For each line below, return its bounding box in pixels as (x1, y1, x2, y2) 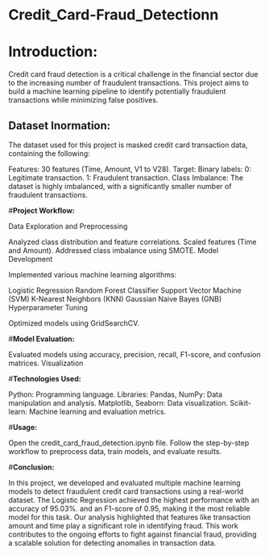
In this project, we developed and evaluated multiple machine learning (8, 478, 241, 487)
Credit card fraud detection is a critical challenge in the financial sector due (8, 69, 259, 79)
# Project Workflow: (8, 205, 75, 215)
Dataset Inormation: (8, 119, 111, 133)
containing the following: (8, 148, 90, 158)
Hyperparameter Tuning (8, 302, 89, 312)
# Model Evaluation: (8, 334, 75, 343)
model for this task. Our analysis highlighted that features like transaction (8, 512, 251, 522)
